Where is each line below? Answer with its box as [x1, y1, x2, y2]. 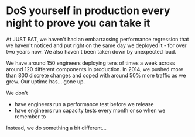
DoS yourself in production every [6, 4, 171, 17]
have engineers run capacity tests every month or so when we [14, 107, 166, 114]
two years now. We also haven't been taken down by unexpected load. [6, 48, 177, 55]
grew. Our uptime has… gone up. [6, 78, 85, 85]
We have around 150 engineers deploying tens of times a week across [6, 59, 175, 66]
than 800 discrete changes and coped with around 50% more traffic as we [6, 72, 186, 79]
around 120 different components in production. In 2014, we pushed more [6, 65, 183, 72]
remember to [14, 113, 46, 120]
